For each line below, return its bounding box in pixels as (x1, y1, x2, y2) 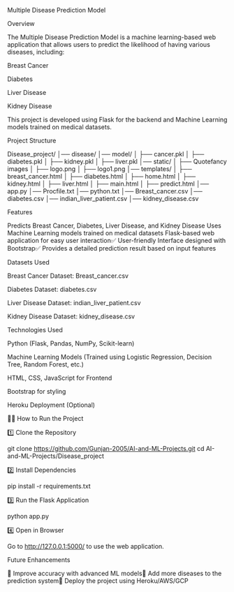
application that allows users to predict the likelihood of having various (7, 40, 211, 48)
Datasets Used (7, 258, 50, 266)
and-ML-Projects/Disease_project (7, 452, 105, 460)
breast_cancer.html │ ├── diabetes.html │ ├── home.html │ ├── (7, 172, 196, 180)
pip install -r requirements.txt (7, 482, 91, 490)
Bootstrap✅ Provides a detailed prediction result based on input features (7, 244, 217, 252)
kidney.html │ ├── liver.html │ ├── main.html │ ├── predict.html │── (7, 179, 210, 188)
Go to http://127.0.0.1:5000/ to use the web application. (7, 542, 164, 550)
